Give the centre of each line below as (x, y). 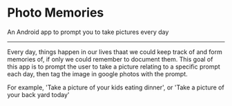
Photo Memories (56, 13)
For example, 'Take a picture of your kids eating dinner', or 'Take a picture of (116, 87)
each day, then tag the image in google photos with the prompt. (97, 73)
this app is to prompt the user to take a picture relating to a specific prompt (114, 67)
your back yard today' (39, 94)
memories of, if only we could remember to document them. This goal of (110, 59)
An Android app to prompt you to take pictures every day (88, 32)
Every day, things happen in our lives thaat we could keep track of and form (115, 52)
